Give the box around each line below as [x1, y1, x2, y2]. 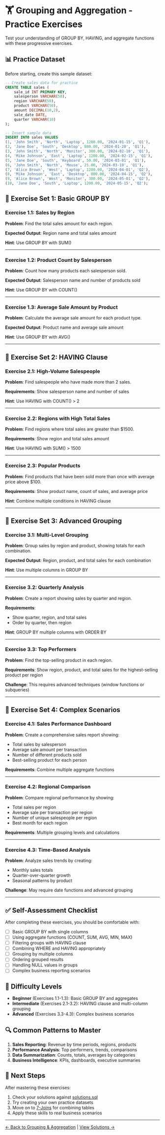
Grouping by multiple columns [12, 951, 73, 957]
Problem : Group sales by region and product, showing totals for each [5, 543, 145, 549]
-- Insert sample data [5, 130, 52, 136]
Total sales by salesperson [12, 741, 66, 747]
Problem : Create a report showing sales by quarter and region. [5, 595, 132, 601]
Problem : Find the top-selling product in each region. [5, 657, 113, 663]
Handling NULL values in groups [12, 962, 78, 968]
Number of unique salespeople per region [12, 815, 97, 820]
